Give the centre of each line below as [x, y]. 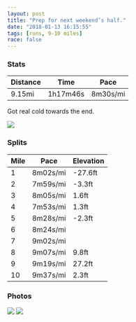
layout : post [26, 14]
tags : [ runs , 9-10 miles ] [45, 33]
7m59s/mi [49, 184]
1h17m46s [66, 94]
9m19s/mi [49, 263]
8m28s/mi [49, 218]
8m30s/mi [108, 94]
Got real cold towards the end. [51, 111]
